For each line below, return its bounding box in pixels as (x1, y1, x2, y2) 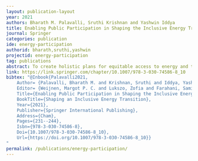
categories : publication (6, 36, 67, 42)
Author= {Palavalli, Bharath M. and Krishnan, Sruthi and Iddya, (16, 80, 181, 86)
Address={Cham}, (16, 113, 57, 119)
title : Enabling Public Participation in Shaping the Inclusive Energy (6, 25, 186, 31)
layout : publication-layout (6, 8, 75, 15)
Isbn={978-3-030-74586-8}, (16, 124, 83, 130)
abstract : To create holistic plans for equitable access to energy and (6, 63, 189, 70)
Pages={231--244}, (16, 119, 62, 124)
